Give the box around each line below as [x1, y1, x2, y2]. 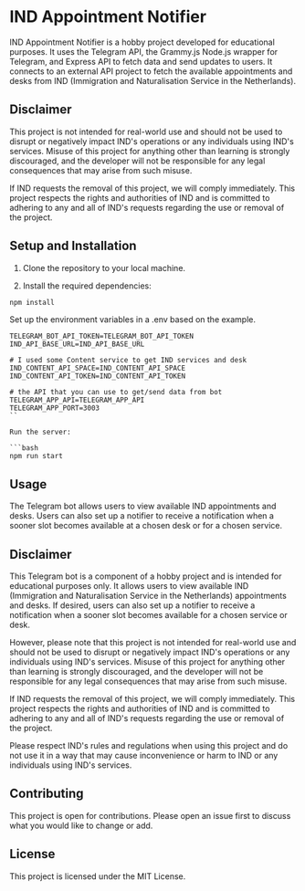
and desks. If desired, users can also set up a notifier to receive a [9, 600, 256, 611]
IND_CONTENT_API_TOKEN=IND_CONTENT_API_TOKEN [9, 372, 185, 381]
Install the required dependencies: [22, 280, 152, 291]
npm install [9, 298, 55, 307]
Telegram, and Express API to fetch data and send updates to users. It [9, 56, 273, 67]
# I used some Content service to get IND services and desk [9, 356, 247, 365]
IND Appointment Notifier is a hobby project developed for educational [9, 37, 276, 47]
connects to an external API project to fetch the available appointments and [9, 66, 293, 77]
